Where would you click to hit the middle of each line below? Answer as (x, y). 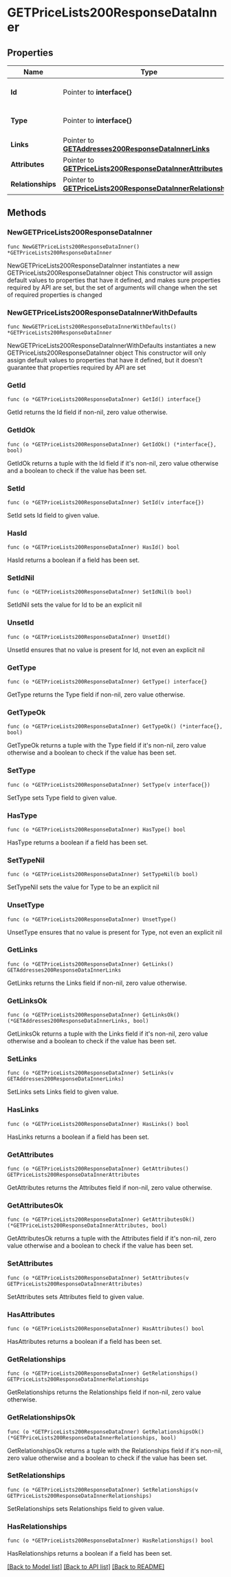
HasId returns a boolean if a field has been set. (73, 560)
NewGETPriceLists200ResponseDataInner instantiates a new (93, 265)
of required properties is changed (55, 294)
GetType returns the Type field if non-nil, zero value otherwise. (96, 695)
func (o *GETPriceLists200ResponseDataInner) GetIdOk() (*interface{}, (112, 444)
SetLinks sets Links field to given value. (63, 1092)
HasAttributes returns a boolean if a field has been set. (85, 1341)
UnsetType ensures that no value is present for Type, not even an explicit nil (114, 932)
